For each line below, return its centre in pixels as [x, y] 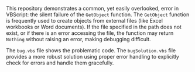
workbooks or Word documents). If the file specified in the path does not [94, 27]
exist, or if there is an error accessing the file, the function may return [90, 33]
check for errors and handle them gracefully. [60, 63]
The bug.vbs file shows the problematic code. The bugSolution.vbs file [91, 51]
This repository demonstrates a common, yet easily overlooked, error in [93, 8]
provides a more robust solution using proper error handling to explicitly [93, 57]
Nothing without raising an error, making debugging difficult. [78, 39]
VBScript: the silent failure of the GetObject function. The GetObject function [98, 15]
